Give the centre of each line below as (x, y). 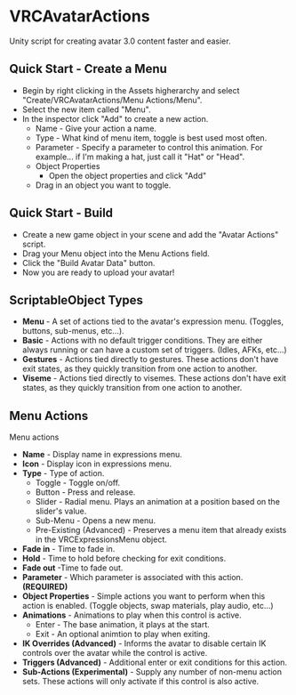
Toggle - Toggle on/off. (78, 483)
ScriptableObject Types (76, 300)
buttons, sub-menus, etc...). (73, 331)
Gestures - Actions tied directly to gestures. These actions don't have (150, 360)
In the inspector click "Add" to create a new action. (115, 118)
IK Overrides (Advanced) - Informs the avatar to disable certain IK (144, 643)
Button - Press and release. (85, 492)
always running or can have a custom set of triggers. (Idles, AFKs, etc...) (154, 350)
